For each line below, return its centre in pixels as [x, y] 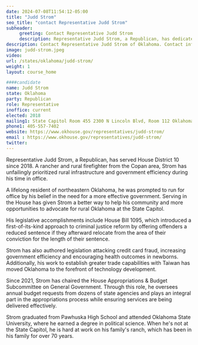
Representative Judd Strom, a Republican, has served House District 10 [93, 159]
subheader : [19, 28]
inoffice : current [29, 110]
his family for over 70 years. [40, 336]
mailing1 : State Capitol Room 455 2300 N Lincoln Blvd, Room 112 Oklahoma [100, 121]
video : [14, 55]
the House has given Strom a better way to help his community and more [95, 202]
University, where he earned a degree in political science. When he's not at [97, 323]
